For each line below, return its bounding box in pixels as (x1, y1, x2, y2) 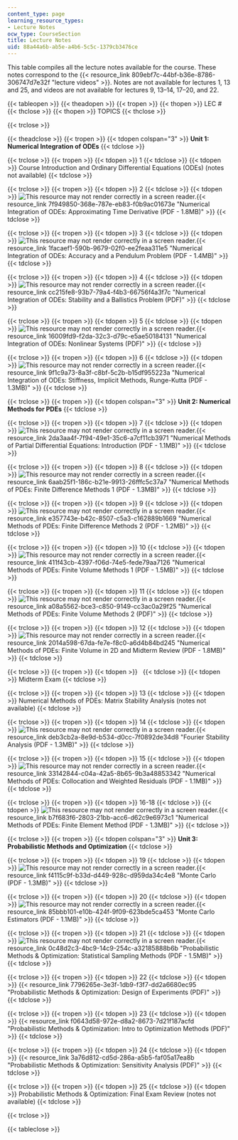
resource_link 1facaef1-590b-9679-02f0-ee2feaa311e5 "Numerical (7, 244, 202, 252)
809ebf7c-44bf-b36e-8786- (131, 70, 215, 79)
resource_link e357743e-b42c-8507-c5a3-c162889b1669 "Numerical (7, 514, 212, 523)
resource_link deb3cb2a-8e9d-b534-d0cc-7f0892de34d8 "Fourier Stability (7, 733, 229, 741)
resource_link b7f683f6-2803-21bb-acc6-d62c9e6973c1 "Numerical (7, 814, 209, 821)
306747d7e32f (7, 78, 50, 86)
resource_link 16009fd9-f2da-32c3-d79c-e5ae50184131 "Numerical (7, 332, 207, 340)
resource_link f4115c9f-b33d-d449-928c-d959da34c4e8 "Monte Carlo (7, 871, 217, 879)
